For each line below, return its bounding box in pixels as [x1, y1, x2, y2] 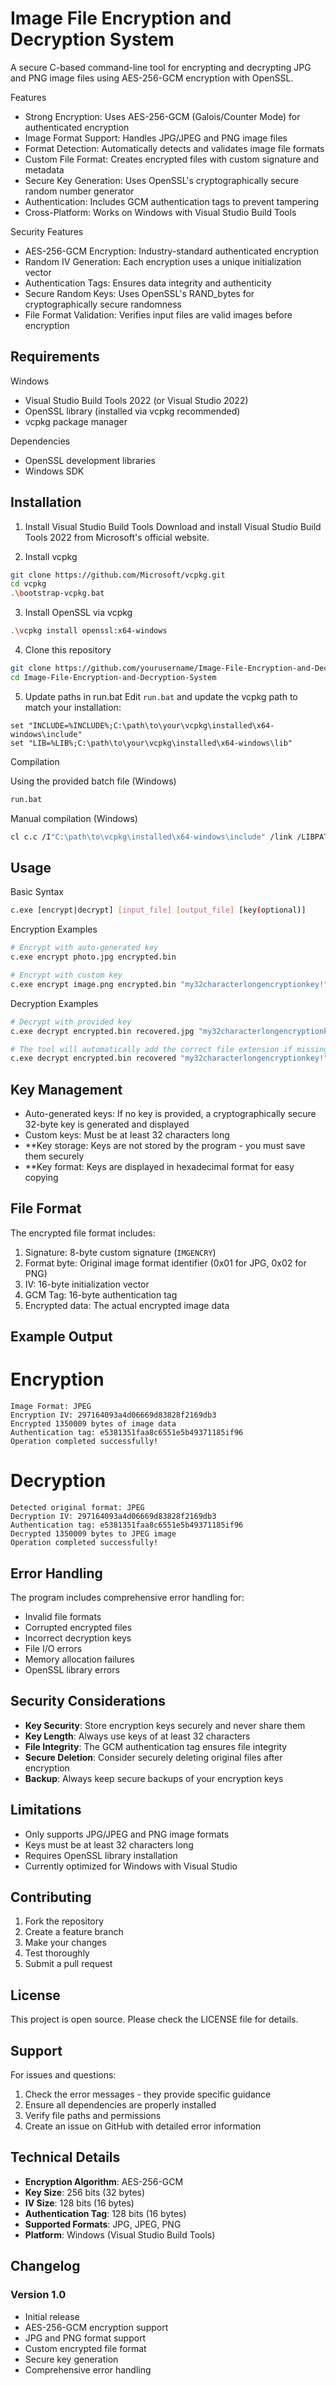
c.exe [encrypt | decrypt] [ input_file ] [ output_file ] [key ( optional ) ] [10, 905, 307, 916]
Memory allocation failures [24, 1653, 135, 1665]
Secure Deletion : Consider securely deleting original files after [24, 1751, 283, 1763]
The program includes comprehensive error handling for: [10, 1591, 245, 1603]
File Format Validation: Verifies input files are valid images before [24, 308, 293, 321]
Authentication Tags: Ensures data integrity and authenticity [24, 277, 272, 289]
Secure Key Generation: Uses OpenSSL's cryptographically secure [24, 174, 300, 186]
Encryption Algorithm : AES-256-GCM [24, 2175, 184, 2187]
